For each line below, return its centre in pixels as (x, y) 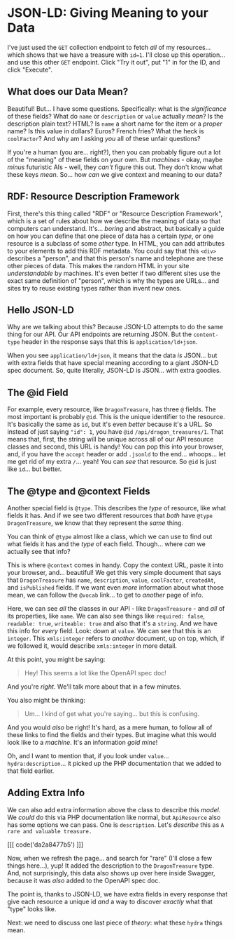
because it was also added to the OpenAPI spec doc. (84, 880)
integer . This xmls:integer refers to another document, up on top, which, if (116, 638)
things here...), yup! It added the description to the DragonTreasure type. (111, 866)
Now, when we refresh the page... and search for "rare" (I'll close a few (109, 858)
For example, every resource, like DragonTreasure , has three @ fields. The (112, 409)
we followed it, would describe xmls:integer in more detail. (92, 646)
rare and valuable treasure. (50, 831)
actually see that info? (39, 551)
